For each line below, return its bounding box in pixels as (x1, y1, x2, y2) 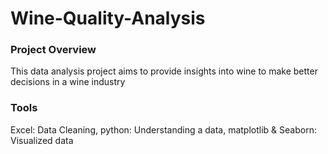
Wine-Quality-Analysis (10, 7, 206, 30)
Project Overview (10, 43, 97, 57)
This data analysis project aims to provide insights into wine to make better (10, 65, 318, 77)
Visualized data (10, 134, 74, 146)
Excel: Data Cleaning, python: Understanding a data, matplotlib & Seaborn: (10, 123, 317, 136)
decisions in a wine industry (10, 76, 126, 88)
